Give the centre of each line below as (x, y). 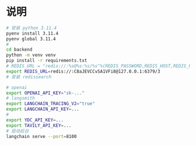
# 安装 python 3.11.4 (32, 28)
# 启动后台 (17, 131)
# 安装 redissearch (29, 77)
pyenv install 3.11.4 (32, 33)
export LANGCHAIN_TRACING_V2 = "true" (50, 104)
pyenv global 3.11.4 (31, 39)
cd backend (19, 50)
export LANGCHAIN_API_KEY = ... (43, 109)
